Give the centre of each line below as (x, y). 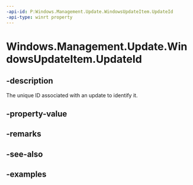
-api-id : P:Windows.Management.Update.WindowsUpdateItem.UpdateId (90, 12)
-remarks (24, 134)
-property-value (37, 114)
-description (30, 81)
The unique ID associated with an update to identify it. (72, 95)
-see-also (25, 154)
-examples (26, 175)
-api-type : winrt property (39, 17)
